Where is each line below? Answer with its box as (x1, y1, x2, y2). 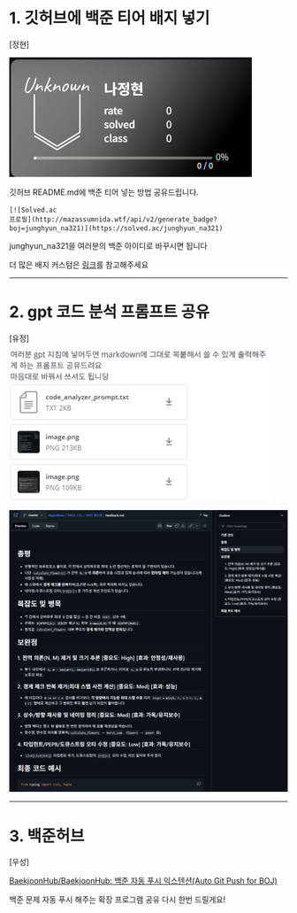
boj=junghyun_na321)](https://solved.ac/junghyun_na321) (9, 223, 224, 233)
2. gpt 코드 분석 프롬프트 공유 (9, 302, 210, 322)
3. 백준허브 (9, 825, 85, 846)
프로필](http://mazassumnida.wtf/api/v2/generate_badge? (9, 214, 218, 224)
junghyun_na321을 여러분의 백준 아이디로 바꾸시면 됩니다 (9, 240, 208, 251)
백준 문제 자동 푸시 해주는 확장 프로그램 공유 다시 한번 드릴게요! (9, 894, 226, 905)
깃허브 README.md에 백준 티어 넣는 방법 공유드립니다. (9, 187, 199, 197)
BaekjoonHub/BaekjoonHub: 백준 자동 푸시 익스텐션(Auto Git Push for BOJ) (9, 876, 278, 886)
